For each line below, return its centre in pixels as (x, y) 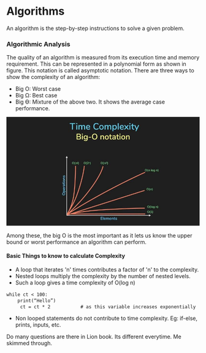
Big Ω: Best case (36, 96)
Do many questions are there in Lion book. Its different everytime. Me (94, 336)
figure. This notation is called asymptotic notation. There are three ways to (100, 70)
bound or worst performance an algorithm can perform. (77, 242)
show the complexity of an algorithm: (53, 77)
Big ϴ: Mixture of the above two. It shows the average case (90, 102)
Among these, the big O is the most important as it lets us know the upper (99, 235)
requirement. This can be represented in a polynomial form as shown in (97, 64)
